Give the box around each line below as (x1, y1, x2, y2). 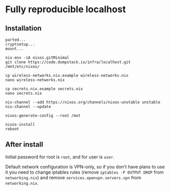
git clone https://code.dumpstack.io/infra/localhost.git (5, 60, 131, 65)
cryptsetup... (5, 42, 36, 47)
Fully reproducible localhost (5, 4, 126, 15)
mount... (5, 46, 24, 51)
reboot (5, 126, 19, 131)
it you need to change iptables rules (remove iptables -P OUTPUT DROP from (5, 169, 164, 175)
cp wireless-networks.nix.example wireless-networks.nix (5, 73, 129, 78)
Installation (5, 24, 42, 33)
